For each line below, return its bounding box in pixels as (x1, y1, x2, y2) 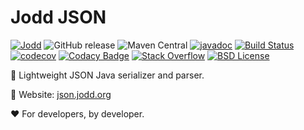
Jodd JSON (10, 6, 107, 29)
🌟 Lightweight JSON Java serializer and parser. (10, 69, 205, 81)
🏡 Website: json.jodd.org (10, 88, 112, 100)
